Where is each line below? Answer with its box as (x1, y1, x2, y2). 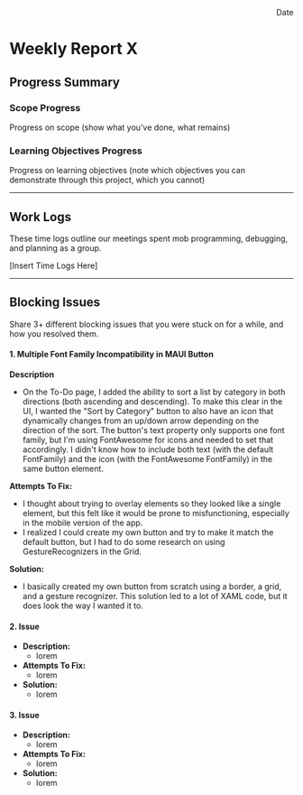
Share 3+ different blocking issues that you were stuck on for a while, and (9, 319, 284, 329)
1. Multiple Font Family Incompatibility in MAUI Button (9, 349, 214, 360)
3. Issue (9, 709, 40, 720)
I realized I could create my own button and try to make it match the (22, 527, 274, 538)
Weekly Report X (9, 39, 138, 60)
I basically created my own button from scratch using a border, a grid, (22, 581, 282, 592)
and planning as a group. (9, 242, 102, 254)
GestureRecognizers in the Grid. (22, 546, 142, 557)
